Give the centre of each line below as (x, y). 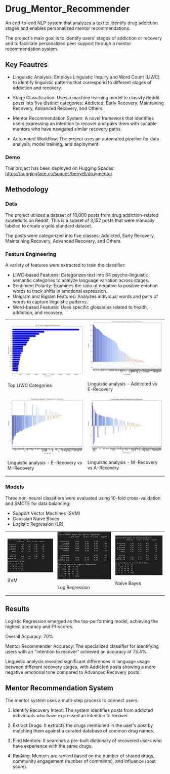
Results (17, 609)
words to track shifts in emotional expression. (60, 291)
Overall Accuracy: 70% (29, 636)
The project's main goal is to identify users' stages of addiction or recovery (84, 38)
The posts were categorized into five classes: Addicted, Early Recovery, (80, 236)
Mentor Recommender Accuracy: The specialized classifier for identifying (82, 646)
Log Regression (74, 587)
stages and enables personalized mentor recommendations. (68, 28)
